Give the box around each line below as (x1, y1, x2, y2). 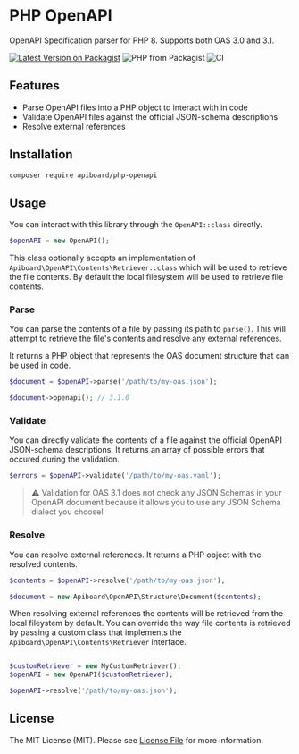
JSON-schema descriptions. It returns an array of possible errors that (9, 445, 265, 455)
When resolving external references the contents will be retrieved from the (9, 608, 284, 619)
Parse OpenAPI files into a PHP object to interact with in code (21, 102, 248, 113)
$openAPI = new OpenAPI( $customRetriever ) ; (9, 670, 174, 680)
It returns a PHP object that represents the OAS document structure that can (9, 351, 290, 361)
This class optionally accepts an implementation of (9, 252, 196, 264)
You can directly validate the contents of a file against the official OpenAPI (9, 435, 283, 445)
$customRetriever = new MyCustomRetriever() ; (9, 662, 181, 671)
